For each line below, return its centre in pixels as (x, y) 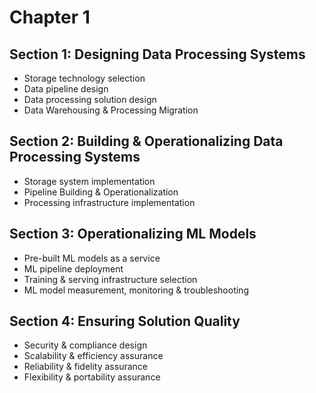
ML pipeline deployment (73, 268)
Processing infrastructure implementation (109, 202)
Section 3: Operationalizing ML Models (133, 234)
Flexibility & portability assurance (92, 377)
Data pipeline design (66, 89)
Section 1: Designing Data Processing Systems (157, 54)
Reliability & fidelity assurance (85, 367)
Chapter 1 (50, 17)
